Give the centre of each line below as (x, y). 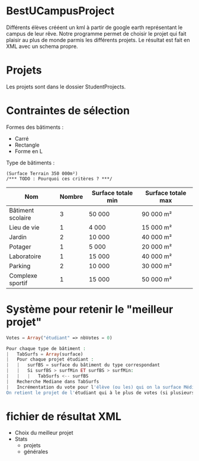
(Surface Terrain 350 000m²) (42, 173)
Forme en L (29, 151)
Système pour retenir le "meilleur (90, 309)
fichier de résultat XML (64, 416)
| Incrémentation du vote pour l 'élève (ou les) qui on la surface (94, 387)
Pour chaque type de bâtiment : (46, 348)
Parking (20, 266)
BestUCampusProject (60, 11)
